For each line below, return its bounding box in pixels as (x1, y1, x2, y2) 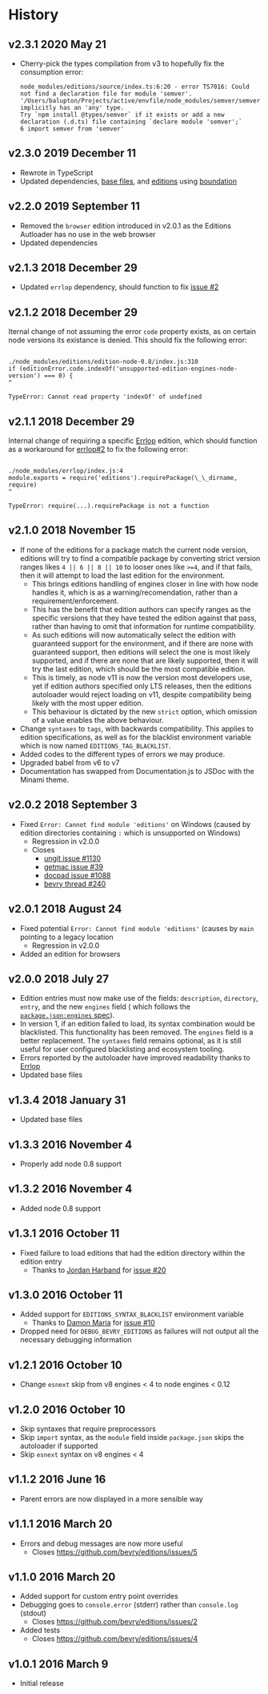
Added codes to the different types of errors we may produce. (19, 749, 226, 759)
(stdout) (19, 1608, 46, 1618)
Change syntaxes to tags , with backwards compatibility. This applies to (19, 724, 254, 733)
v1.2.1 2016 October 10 (8, 1358, 122, 1372)
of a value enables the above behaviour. (31, 715, 164, 724)
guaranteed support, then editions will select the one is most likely (31, 647, 250, 656)
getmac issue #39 (43, 861, 104, 871)
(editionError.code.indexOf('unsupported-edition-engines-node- (18, 365, 238, 373)
